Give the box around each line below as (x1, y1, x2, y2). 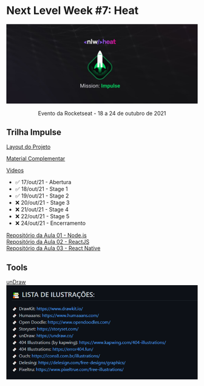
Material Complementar (6, 155, 66, 162)
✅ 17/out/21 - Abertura (15, 179, 72, 186)
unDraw (6, 278, 26, 286)
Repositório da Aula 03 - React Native (6, 244, 101, 252)
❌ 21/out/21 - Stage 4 (15, 206, 69, 213)
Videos (6, 167, 24, 174)
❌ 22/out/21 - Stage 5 (15, 213, 70, 220)
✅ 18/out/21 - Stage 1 (15, 185, 68, 193)
